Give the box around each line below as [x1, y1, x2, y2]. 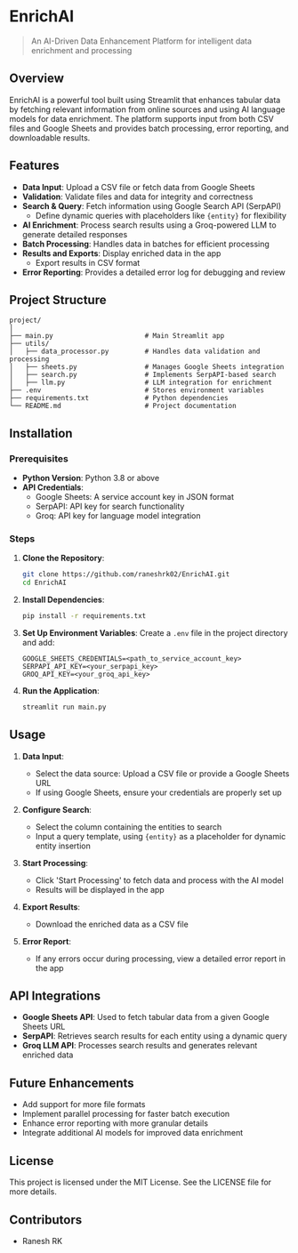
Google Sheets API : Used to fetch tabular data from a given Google [21, 1012, 270, 1023]
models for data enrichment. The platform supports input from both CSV [9, 113, 274, 124]
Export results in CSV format [35, 257, 141, 268]
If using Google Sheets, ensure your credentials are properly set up [35, 787, 282, 798]
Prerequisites [9, 452, 68, 464]
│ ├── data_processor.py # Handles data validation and [9, 347, 261, 357]
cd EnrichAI [21, 578, 67, 588]
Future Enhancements [9, 1075, 135, 1090]
